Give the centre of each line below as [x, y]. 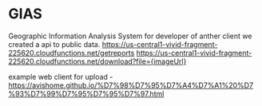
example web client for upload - [61, 77]
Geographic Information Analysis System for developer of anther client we [130, 36]
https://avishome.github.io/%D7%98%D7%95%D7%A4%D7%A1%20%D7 [131, 85]
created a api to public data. [54, 44]
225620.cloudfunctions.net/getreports [71, 53]
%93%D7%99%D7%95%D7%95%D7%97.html [86, 93]
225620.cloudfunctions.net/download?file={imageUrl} [97, 61]
